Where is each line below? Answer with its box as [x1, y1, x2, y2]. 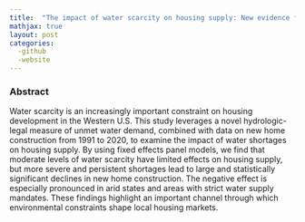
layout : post [9, 30, 59, 39]
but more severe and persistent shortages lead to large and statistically [9, 164, 276, 175]
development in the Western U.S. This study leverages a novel [9, 115, 242, 127]
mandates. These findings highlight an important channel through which [9, 192, 279, 204]
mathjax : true [9, 22, 64, 31]
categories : [9, 38, 54, 48]
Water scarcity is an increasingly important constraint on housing [9, 106, 253, 117]
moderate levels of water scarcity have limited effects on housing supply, [9, 154, 283, 165]
